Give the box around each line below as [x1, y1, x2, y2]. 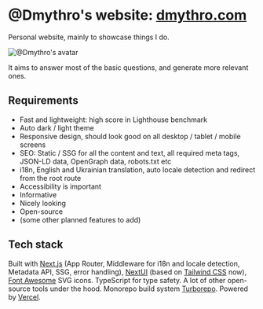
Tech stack [8, 238, 64, 252]
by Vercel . [8, 292, 41, 301]
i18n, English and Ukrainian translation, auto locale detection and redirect [19, 164, 256, 175]
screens [19, 140, 46, 149]
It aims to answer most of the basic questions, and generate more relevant [8, 62, 249, 72]
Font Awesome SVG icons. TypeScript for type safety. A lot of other [8, 275, 226, 285]
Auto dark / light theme [19, 123, 94, 132]
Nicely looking [19, 198, 67, 208]
